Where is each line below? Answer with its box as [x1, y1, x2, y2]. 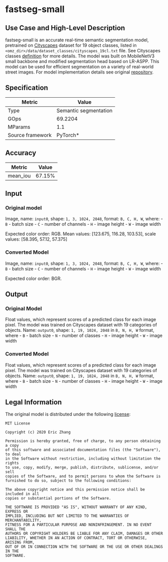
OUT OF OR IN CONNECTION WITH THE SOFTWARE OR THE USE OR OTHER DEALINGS [5, 544, 163, 549]
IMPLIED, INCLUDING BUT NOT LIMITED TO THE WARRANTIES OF [5, 514, 129, 519]
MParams [8, 123, 31, 130]
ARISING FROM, [5, 540, 35, 545]
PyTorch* [56, 131, 79, 138]
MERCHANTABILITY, [5, 518, 42, 523]
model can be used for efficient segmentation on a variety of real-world [5, 64, 154, 69]
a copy [5, 443, 19, 448]
